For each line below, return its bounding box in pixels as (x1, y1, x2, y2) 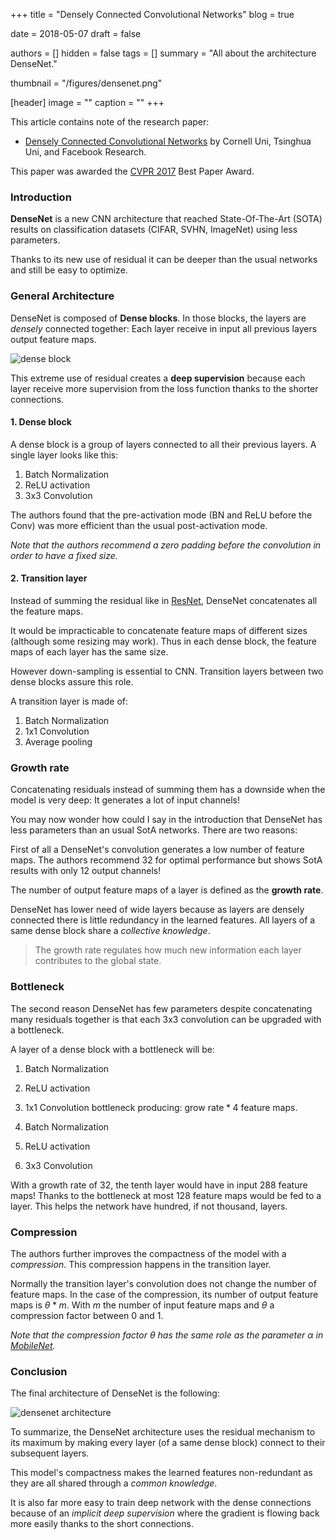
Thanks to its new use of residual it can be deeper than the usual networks (10, 254, 318, 266)
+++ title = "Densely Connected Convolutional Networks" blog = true (10, 9, 295, 20)
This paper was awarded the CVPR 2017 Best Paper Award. (10, 165, 255, 177)
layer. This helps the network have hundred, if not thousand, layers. (10, 1200, 288, 1212)
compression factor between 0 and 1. (10, 1309, 164, 1321)
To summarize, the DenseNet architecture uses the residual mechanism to (10, 1426, 316, 1438)
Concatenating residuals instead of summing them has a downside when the (10, 784, 326, 796)
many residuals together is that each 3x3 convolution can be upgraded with (10, 1013, 322, 1025)
